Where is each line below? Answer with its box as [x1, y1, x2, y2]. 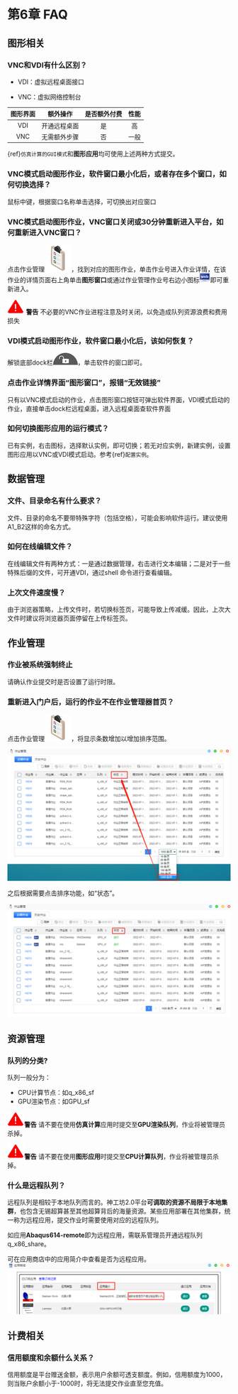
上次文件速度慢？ [7, 588, 66, 598]
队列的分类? [7, 1056, 48, 1066]
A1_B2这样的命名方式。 [7, 522, 75, 531]
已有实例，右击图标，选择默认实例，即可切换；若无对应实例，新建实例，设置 [7, 441, 231, 450]
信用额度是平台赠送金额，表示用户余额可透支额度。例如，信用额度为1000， [7, 1371, 227, 1379]
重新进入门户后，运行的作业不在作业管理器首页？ [7, 697, 175, 707]
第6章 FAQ [7, 6, 69, 23]
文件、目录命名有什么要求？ [7, 496, 102, 506]
